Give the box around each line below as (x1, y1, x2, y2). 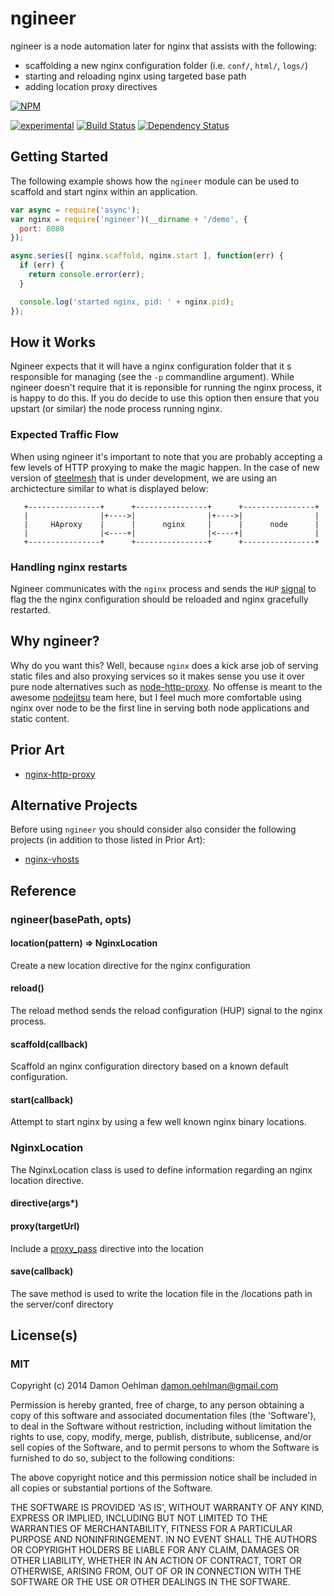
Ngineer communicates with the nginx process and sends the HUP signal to (10, 582, 317, 594)
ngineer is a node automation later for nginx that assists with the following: (10, 40, 317, 52)
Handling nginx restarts (10, 560, 128, 574)
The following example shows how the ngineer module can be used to (10, 175, 300, 187)
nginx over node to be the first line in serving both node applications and (10, 702, 310, 714)
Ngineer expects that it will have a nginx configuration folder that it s (10, 360, 292, 372)
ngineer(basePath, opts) (10, 912, 132, 926)
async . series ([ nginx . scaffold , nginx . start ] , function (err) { (10, 251, 284, 261)
